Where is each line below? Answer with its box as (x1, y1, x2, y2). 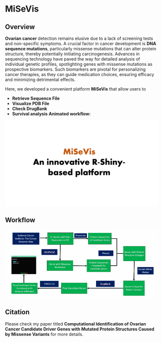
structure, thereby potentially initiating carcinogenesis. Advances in (5, 51, 140, 57)
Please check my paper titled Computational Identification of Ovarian (5, 321, 146, 326)
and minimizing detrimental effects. (5, 77, 76, 82)
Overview (5, 23, 35, 31)
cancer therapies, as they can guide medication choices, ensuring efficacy (5, 72, 154, 77)
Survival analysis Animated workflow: (12, 111, 91, 117)
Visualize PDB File (12, 101, 49, 106)
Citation (5, 308, 30, 316)
